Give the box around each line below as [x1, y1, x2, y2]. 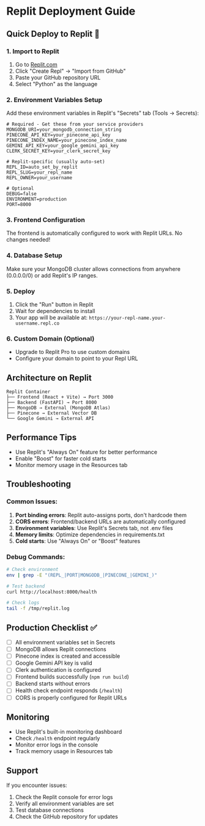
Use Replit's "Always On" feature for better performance [15, 448, 158, 455]
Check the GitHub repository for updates [15, 813, 118, 820]
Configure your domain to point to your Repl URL [15, 355, 138, 362]
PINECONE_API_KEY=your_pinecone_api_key [6, 132, 111, 138]
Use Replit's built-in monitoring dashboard [15, 728, 122, 736]
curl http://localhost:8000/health [6, 589, 97, 595]
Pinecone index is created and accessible [15, 652, 121, 660]
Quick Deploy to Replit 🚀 [6, 29, 100, 39]
